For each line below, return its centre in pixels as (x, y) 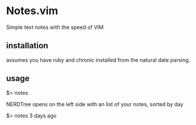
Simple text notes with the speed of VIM (55, 27)
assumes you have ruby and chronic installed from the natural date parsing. (98, 60)
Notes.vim (32, 11)
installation (27, 46)
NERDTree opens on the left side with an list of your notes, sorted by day (95, 104)
